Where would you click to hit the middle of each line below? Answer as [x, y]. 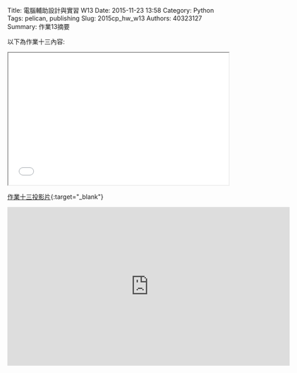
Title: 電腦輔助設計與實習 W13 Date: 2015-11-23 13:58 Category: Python [111, 10]
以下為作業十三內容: [36, 42]
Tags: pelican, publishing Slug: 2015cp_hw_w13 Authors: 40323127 [105, 18]
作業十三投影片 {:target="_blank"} [55, 197]
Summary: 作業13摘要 [39, 26]
